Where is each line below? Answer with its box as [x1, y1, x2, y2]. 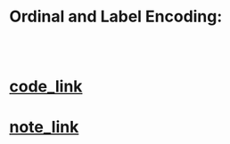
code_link [9, 76, 83, 97]
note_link [9, 117, 79, 138]
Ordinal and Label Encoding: [9, 6, 223, 27]
